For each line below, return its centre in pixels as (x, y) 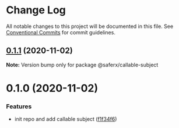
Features (19, 106)
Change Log (36, 10)
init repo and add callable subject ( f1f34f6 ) (66, 119)
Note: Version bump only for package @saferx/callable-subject (82, 65)
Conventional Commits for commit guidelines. (61, 32)
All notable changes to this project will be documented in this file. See (90, 26)
